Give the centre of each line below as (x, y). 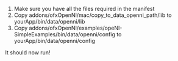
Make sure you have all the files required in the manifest (84, 9)
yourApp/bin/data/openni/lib (49, 21)
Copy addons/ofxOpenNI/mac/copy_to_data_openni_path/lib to (93, 15)
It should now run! (28, 53)
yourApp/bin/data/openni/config (54, 41)
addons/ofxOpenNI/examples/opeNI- (76, 28)
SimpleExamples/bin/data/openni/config (65, 34)
